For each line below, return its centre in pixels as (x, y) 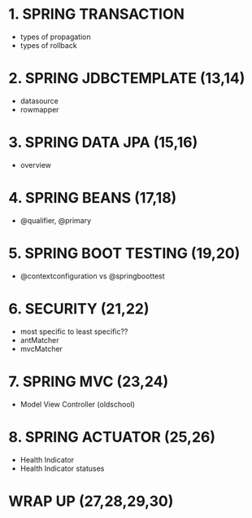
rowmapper (39, 109)
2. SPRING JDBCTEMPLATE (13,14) (127, 79)
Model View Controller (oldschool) (78, 404)
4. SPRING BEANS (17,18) (93, 198)
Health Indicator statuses (62, 468)
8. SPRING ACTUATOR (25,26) (112, 437)
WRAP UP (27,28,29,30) (91, 501)
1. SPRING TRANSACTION (97, 14)
